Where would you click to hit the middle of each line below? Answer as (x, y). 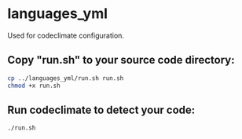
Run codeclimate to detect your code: (101, 110)
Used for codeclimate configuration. (66, 35)
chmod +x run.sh (34, 86)
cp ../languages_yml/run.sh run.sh (66, 78)
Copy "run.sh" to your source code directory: (121, 60)
